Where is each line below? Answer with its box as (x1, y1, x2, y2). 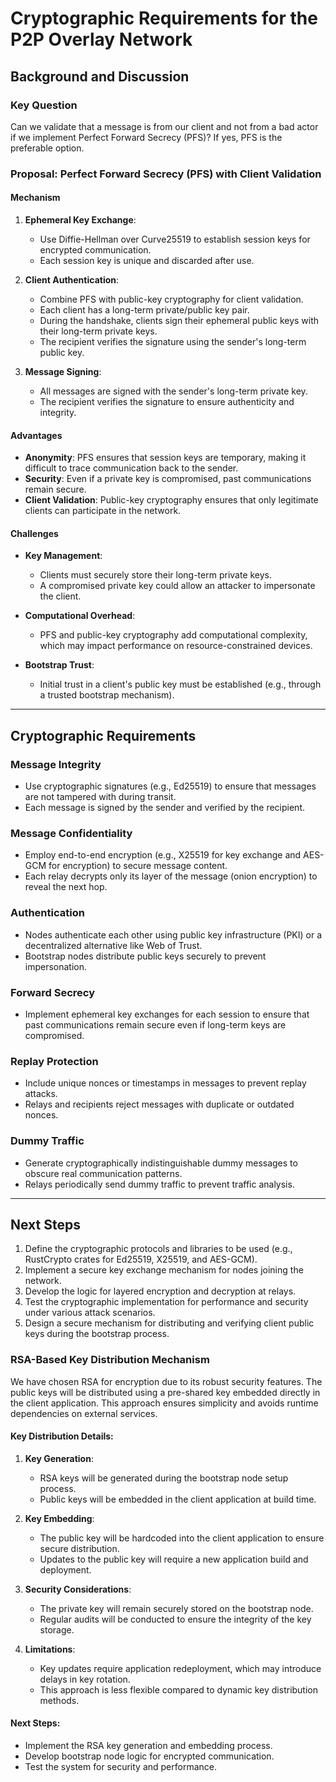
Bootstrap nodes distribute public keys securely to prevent (24, 950, 267, 962)
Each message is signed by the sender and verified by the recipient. (24, 802, 305, 814)
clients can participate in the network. (24, 505, 182, 517)
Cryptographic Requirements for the (10, 7, 318, 30)
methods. (39, 1694, 80, 1706)
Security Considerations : (24, 1583, 132, 1595)
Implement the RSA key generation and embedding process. (24, 1740, 273, 1752)
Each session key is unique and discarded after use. (39, 255, 255, 266)
